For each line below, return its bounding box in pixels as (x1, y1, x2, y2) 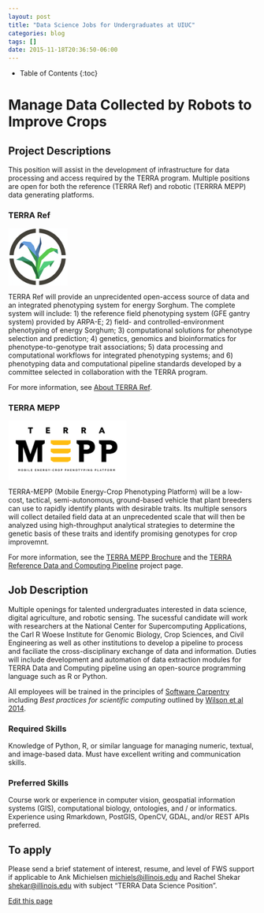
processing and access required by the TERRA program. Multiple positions (8, 173, 251, 183)
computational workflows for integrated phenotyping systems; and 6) (8, 351, 234, 360)
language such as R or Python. (8, 671, 108, 681)
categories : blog (8, 29, 65, 37)
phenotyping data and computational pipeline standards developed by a (8, 358, 242, 368)
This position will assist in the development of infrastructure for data (8, 165, 230, 175)
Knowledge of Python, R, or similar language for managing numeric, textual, (8, 740, 255, 750)
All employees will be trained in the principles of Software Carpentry (8, 686, 230, 696)
